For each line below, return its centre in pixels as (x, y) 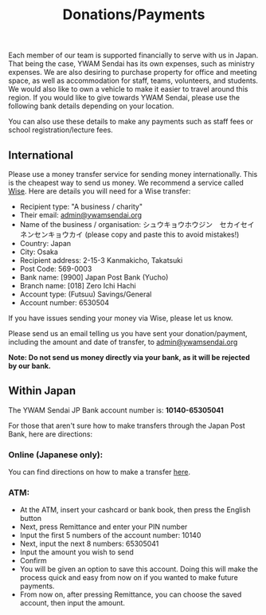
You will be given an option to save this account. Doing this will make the (139, 569)
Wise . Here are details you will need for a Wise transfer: (100, 191)
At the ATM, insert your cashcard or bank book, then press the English (135, 510)
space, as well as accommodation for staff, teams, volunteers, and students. (133, 80)
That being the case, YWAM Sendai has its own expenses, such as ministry (131, 64)
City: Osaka (39, 252)
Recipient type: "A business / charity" (81, 206)
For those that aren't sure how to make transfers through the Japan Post (127, 425)
